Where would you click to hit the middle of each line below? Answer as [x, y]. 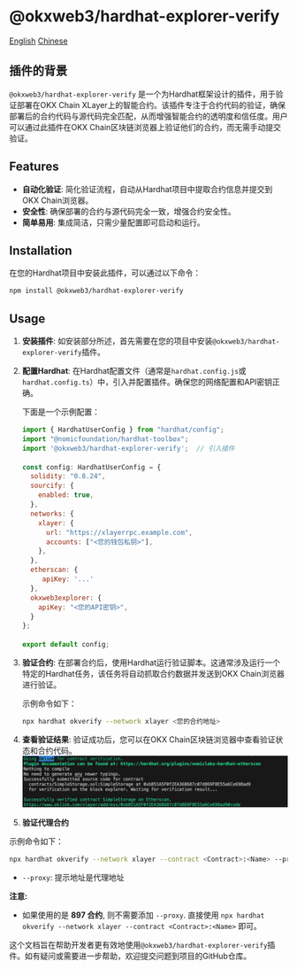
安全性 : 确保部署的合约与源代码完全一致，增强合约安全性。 [129, 211]
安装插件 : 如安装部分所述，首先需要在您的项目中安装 [117, 341]
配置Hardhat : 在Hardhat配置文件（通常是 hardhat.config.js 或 [134, 371]
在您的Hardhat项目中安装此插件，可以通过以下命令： [105, 273]
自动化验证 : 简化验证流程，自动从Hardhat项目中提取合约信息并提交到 [147, 189]
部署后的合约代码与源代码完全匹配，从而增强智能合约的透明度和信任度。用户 [148, 116]
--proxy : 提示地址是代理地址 [73, 877]
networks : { [52, 514]
